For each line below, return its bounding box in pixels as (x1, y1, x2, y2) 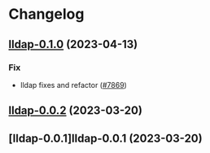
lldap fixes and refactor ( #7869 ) (20, 80, 128, 90)
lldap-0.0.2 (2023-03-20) (8, 103, 142, 118)
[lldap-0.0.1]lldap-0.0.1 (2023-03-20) (8, 131, 203, 145)
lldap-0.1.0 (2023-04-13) (8, 37, 138, 51)
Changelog (8, 5, 85, 24)
